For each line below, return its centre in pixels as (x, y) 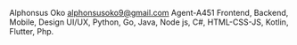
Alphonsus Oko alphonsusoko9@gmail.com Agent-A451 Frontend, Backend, (149, 13)
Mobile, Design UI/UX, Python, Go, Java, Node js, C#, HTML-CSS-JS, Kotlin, (149, 22)
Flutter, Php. (32, 31)
